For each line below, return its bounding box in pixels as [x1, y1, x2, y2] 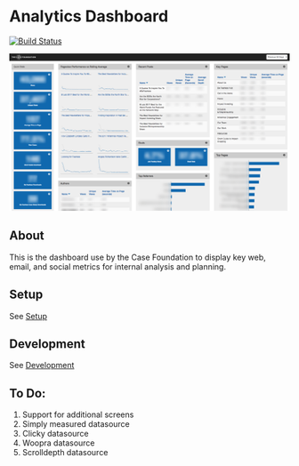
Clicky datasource [21, 429, 89, 439]
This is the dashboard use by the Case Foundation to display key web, [9, 252, 266, 262]
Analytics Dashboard [9, 6, 169, 27]
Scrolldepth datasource [21, 447, 109, 458]
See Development [9, 360, 75, 371]
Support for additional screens [21, 409, 134, 420]
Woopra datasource [21, 438, 95, 448]
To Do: [9, 385, 46, 401]
